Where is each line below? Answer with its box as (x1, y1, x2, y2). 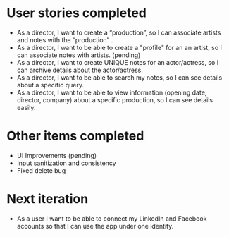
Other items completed (6, 128, 144, 144)
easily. (16, 103, 36, 111)
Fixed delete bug (16, 166, 66, 174)
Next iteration (6, 191, 89, 207)
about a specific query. (16, 80, 85, 89)
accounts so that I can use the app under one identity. (16, 221, 174, 230)
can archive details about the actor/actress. (16, 66, 144, 74)
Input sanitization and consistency (16, 159, 117, 167)
